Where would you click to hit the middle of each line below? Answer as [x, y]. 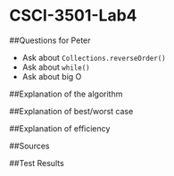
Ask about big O [52, 76]
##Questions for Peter [50, 40]
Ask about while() [56, 67]
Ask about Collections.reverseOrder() [94, 57]
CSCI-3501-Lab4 [73, 16]
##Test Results [37, 163]
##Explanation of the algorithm [66, 94]
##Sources [29, 146]
